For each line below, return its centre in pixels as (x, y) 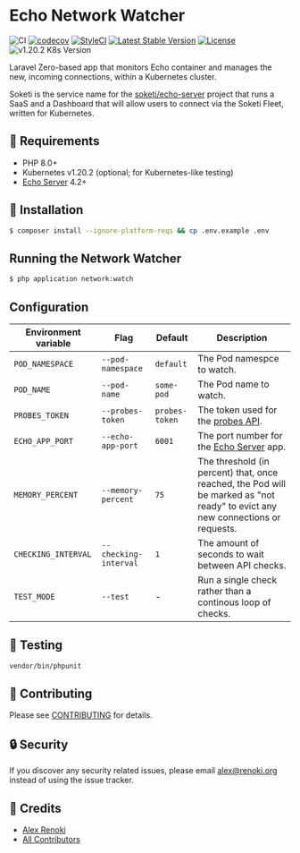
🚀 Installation (46, 210)
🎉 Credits (36, 808)
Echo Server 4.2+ (54, 182)
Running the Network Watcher (96, 258)
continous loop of (234, 602)
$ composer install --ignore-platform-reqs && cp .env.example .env (139, 230)
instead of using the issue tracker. (71, 780)
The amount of (229, 542)
